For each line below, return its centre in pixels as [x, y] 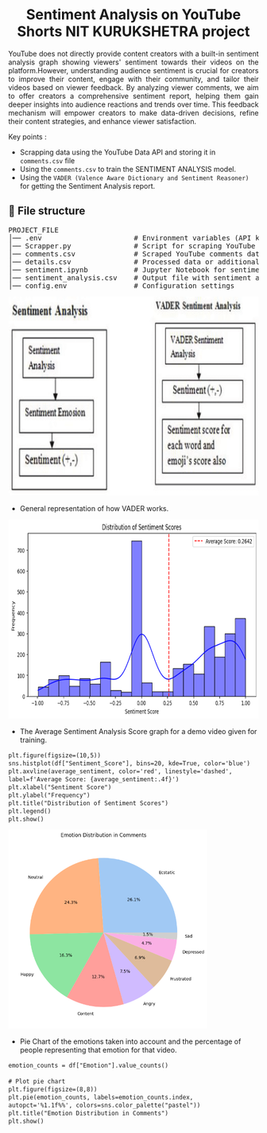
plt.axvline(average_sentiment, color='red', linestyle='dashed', [120, 771]
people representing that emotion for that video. [98, 1049]
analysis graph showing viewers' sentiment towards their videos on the [133, 62]
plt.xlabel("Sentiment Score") [60, 787]
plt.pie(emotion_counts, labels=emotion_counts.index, [101, 1097]
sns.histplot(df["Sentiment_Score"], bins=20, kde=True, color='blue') [129, 763]
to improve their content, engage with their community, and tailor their [133, 79]
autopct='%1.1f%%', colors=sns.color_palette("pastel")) [104, 1105]
